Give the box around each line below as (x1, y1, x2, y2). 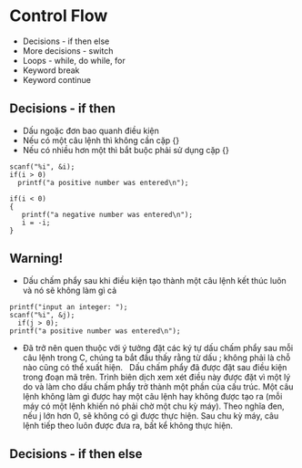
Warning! (9, 251, 64, 266)
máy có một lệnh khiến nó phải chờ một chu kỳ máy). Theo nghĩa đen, (22, 400, 285, 411)
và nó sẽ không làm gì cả (22, 285, 117, 296)
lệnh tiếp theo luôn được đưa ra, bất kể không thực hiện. (22, 420, 234, 431)
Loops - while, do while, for (22, 55, 126, 66)
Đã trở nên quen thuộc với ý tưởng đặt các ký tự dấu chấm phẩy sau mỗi (22, 342, 294, 353)
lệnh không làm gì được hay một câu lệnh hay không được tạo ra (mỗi (22, 390, 283, 401)
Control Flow (9, 5, 108, 26)
